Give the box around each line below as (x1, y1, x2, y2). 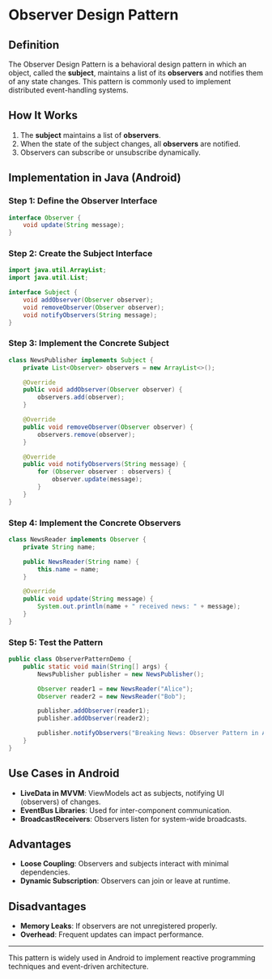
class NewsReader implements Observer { (8, 536, 147, 544)
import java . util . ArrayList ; (8, 266, 107, 275)
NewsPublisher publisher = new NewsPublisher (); (37, 670, 205, 678)
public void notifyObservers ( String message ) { (23, 460, 186, 468)
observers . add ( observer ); (37, 393, 125, 402)
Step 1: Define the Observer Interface (8, 195, 158, 207)
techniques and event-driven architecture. (8, 962, 149, 972)
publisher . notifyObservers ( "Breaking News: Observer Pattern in (37, 729, 259, 737)
